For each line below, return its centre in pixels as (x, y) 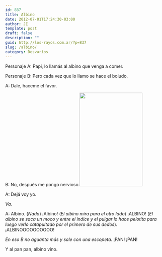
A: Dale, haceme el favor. (31, 85)
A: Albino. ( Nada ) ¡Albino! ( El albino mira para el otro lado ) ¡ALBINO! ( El (79, 213)
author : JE (17, 24)
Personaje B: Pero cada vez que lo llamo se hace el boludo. (67, 76)
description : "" (22, 38)
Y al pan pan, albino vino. (31, 249)
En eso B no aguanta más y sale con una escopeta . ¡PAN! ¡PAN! (71, 239)
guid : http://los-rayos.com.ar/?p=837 (46, 43)
